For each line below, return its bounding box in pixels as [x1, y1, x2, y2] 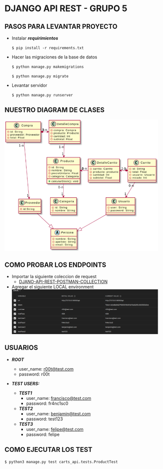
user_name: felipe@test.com [26, 426, 84, 432]
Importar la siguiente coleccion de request [11, 274, 97, 280]
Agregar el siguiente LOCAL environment [11, 284, 94, 290]
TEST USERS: [11, 380, 40, 386]
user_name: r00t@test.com [18, 366, 74, 372]
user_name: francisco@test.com [26, 395, 91, 401]
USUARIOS [4, 344, 38, 352]
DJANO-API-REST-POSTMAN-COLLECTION [18, 279, 108, 285]
